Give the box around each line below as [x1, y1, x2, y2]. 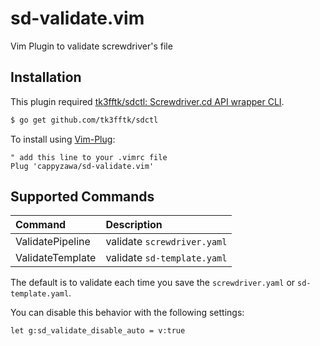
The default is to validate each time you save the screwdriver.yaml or [10, 277, 296, 289]
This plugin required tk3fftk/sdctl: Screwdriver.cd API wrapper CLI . [10, 95, 285, 107]
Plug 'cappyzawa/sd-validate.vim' [10, 161, 155, 171]
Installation [10, 69, 82, 86]
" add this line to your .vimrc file [10, 152, 168, 162]
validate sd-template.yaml [105, 251, 228, 265]
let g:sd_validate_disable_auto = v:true [10, 326, 186, 336]
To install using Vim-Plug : [10, 133, 116, 145]
